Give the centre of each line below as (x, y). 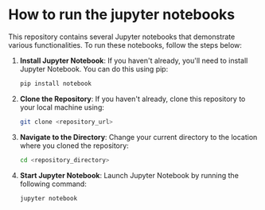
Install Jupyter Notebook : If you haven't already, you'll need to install (134, 60)
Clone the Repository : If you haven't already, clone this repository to (132, 99)
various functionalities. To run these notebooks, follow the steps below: (125, 45)
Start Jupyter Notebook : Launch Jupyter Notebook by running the (129, 175)
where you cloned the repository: (74, 146)
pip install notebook (55, 84)
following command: (53, 184)
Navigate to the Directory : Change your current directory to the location (138, 137)
